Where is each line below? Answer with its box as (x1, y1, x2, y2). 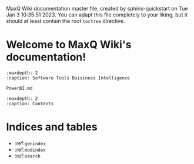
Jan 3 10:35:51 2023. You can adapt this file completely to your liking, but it (6, 11, 188, 18)
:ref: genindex (14, 139, 46, 146)
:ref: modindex (14, 146, 46, 153)
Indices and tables (6, 121, 98, 134)
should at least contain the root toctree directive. (6, 18, 125, 24)
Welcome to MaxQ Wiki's (6, 38, 132, 52)
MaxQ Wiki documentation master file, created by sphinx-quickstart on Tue (6, 5, 188, 12)
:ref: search (14, 152, 41, 159)
